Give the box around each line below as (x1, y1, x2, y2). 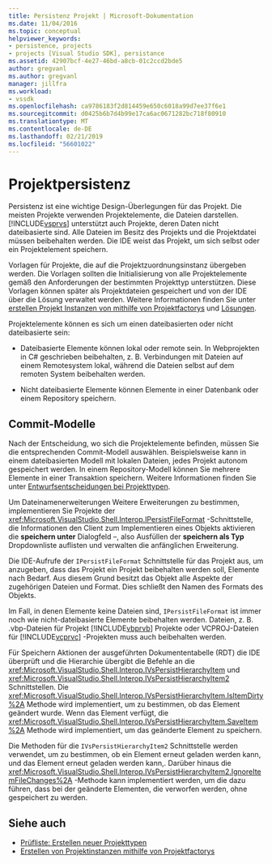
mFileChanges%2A (8, 776, 73, 785)
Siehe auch (8, 816, 66, 830)
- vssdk (8, 95, 35, 103)
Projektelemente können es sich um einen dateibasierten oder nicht (8, 319, 233, 329)
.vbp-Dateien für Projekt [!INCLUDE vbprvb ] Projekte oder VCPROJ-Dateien (8, 623, 259, 633)
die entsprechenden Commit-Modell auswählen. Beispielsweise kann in (8, 447, 247, 457)
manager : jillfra (8, 79, 67, 88)
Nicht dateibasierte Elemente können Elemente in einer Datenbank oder (19, 385, 259, 395)
